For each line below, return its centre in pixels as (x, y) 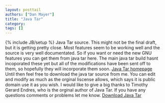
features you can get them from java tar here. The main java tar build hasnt (82, 58)
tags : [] (14, 28)
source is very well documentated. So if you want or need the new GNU (79, 53)
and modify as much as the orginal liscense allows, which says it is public (80, 80)
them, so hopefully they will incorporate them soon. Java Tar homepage (79, 69)
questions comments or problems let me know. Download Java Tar (73, 96)
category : (15, 24)
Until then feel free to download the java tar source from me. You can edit (80, 74)
